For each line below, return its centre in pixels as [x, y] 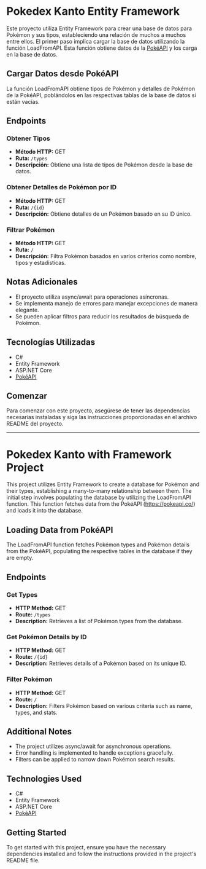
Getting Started [36, 832]
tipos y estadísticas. [40, 263]
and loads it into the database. [44, 511]
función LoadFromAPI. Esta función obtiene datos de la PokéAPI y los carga [102, 48]
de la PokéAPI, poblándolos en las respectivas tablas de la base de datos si [101, 95]
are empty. [20, 558]
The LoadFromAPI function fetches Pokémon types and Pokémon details [98, 545]
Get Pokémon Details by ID [47, 637]
